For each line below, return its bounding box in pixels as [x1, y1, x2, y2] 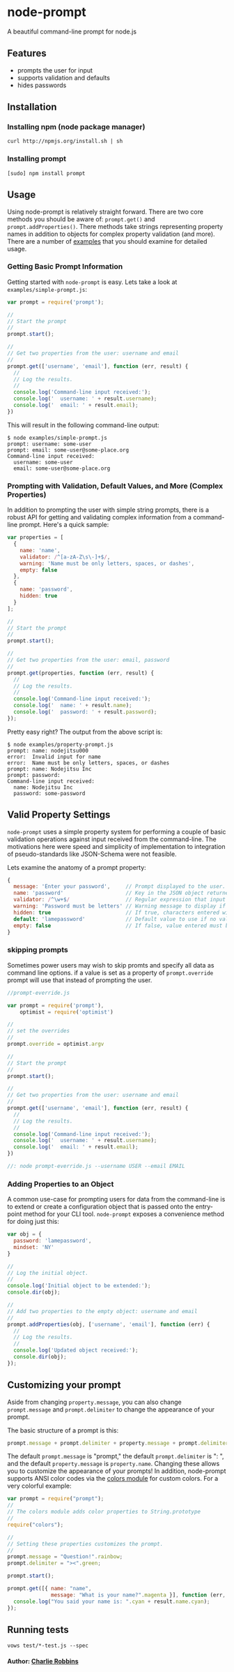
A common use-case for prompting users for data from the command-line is [7, 1195, 226, 1204]
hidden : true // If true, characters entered [13, 909, 219, 916]
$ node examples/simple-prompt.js [7, 434, 108, 441]
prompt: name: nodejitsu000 [7, 747, 89, 754]
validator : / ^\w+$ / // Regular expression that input [13, 896, 226, 903]
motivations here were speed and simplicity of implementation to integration [7, 842, 226, 850]
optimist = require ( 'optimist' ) [19, 1008, 114, 1016]
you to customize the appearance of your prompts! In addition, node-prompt [7, 1467, 226, 1475]
